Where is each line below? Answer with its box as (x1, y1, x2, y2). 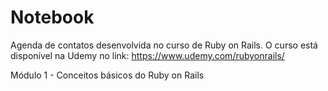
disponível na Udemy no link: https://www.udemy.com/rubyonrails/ (10, 49, 285, 61)
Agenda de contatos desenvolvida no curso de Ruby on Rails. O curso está (10, 39, 318, 51)
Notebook (10, 6, 95, 29)
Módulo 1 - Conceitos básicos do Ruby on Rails (10, 69, 205, 81)
